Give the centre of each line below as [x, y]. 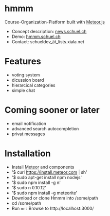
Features [23, 62]
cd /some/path [27, 203]
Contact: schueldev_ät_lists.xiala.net [48, 41]
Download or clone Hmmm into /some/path [55, 198]
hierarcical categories [33, 85]
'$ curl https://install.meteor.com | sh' [49, 172]
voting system [26, 75]
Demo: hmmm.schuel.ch [36, 36]
